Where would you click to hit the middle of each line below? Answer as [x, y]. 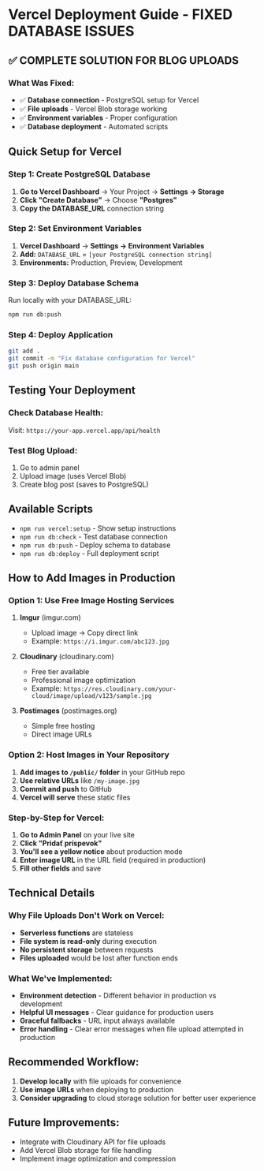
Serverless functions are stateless [76, 933]
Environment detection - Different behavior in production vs [118, 996]
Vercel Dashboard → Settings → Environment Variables [112, 245]
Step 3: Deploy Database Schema [74, 283]
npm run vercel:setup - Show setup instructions [98, 528]
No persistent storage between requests [86, 949]
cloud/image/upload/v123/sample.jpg [91, 696]
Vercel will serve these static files [75, 797]
